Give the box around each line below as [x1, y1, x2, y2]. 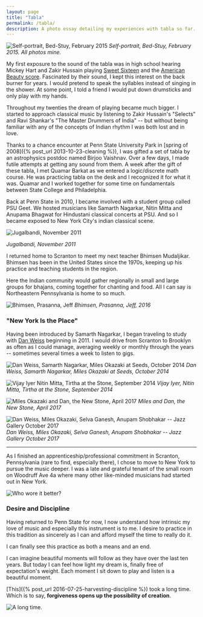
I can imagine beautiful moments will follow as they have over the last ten [6, 554, 188, 561]
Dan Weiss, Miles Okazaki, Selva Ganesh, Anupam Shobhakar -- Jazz [6, 428, 182, 435]
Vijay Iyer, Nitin [156, 379, 195, 386]
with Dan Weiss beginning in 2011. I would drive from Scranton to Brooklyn [6, 336, 192, 344]
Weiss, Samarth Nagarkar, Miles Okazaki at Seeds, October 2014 [6, 368, 169, 375]
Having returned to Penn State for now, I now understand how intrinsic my [6, 518, 190, 525]
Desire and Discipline [6, 505, 70, 513]
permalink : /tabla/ [6, 20, 56, 26]
